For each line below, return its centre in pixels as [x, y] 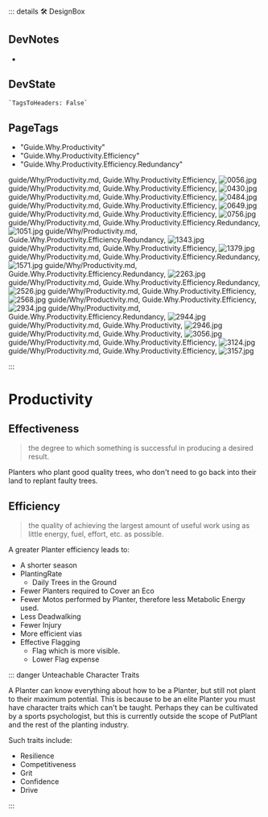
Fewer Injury [41, 625]
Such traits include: [40, 741]
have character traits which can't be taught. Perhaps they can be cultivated [133, 708]
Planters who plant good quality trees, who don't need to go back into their [132, 472]
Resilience [37, 756]
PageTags [33, 128]
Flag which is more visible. [76, 651]
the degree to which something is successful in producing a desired [140, 448]
